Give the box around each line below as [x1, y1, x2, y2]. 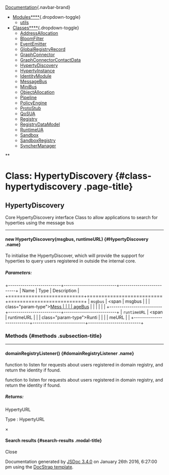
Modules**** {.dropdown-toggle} [12, 14, 81, 20]
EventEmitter [20, 41, 47, 47]
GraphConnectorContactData [20, 57, 81, 63]
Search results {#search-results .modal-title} [5, 438, 102, 444]
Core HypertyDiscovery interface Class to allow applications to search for [5, 215, 158, 220]
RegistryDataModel [20, 121, 60, 127]
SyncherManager [20, 143, 56, 148]
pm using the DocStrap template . [5, 464, 74, 470]
